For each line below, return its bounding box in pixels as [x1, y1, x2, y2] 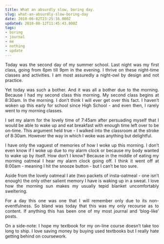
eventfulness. [5, 203, 33, 209]
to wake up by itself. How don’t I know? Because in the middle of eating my [5, 152, 159, 158]
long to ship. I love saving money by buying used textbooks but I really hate [5, 228, 159, 234]
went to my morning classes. [5, 107, 63, 113]
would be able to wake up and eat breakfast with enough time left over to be [5, 122, 159, 128]
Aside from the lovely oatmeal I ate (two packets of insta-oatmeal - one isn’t [5, 172, 159, 178]
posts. [5, 213, 18, 219]
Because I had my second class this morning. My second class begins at [5, 92, 159, 98]
